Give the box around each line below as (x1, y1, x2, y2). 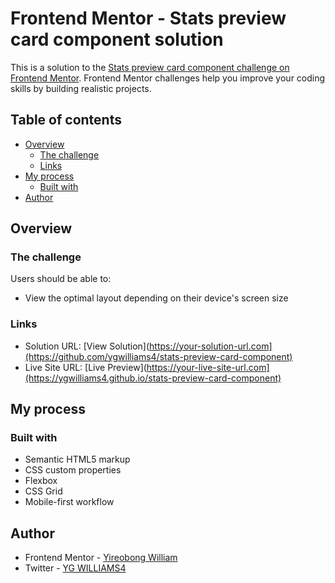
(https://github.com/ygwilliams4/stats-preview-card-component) (24, 350, 293, 362)
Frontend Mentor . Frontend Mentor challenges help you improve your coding (10, 72, 326, 84)
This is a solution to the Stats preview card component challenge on (10, 61, 290, 73)
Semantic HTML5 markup (24, 453, 131, 466)
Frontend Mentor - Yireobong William (24, 552, 178, 564)
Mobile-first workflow (24, 496, 115, 508)
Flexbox (24, 475, 58, 487)
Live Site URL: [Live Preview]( (24, 361, 147, 373)
